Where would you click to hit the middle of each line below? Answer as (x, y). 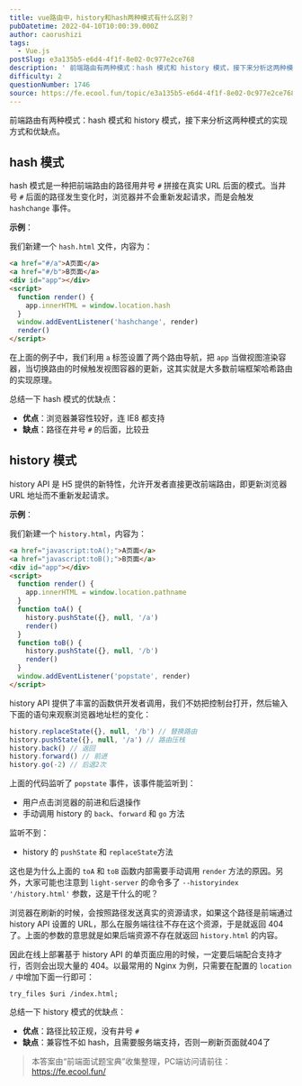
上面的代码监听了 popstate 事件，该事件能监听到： (102, 783)
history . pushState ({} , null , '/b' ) (92, 651)
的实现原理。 (33, 380)
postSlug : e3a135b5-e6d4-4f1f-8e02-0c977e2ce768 (102, 59)
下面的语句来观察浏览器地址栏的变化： (80, 714)
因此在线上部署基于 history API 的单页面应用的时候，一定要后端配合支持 (142, 954)
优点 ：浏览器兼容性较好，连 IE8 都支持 (93, 418)
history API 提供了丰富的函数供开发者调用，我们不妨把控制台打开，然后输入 (149, 703)
